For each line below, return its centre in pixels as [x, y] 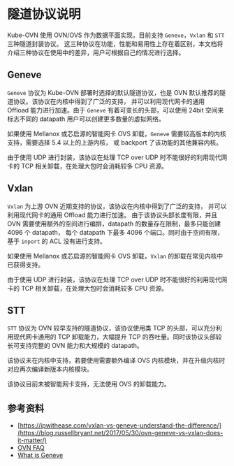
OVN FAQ [31, 448]
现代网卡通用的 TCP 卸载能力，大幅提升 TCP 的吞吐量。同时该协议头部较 [117, 337]
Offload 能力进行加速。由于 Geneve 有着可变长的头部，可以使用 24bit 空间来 [116, 110]
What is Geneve [40, 456]
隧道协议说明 [44, 14]
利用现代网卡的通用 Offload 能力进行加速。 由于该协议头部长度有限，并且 [112, 214]
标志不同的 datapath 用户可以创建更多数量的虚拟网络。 [86, 119]
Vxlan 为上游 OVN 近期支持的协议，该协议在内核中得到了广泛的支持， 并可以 [117, 206]
